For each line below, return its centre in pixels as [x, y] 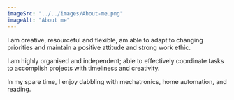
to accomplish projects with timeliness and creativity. [83, 68]
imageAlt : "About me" [39, 20]
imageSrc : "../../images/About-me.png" [65, 14]
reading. [19, 89]
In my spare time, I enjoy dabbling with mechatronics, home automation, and [117, 81]
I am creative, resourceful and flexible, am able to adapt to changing [105, 40]
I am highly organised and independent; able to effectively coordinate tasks [116, 60]
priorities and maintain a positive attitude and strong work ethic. [99, 47]
